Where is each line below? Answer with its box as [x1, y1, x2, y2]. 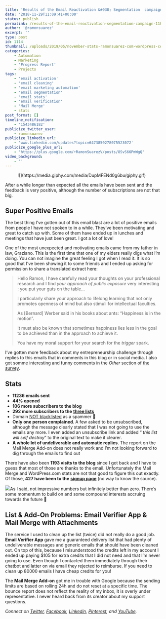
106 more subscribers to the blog [12, 403, 82, 409]
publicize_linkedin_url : [5, 136, 56, 141]
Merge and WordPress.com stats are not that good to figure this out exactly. [5, 470, 160, 476]
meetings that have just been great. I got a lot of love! [5, 235, 114, 241]
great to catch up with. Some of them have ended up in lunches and [5, 230, 143, 236]
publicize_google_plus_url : [5, 145, 63, 150]
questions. [5, 598, 27, 605]
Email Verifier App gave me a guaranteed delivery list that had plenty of [5, 537, 152, 542]
